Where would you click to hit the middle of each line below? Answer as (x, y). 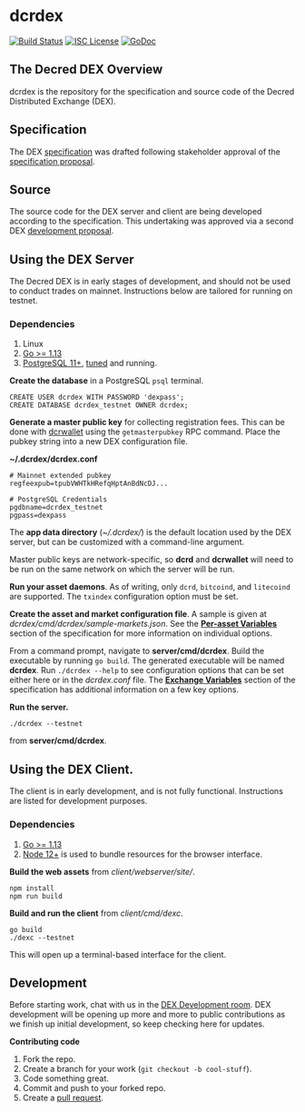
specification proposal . (52, 161)
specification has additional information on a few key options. (124, 690)
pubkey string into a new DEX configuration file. (98, 442)
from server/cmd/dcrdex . (58, 740)
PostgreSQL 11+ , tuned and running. (89, 363)
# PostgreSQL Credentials (58, 500)
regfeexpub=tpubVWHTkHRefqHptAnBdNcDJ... (89, 484)
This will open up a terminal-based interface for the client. (118, 954)
